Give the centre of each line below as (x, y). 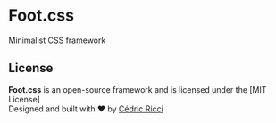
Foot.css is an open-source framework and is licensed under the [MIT (138, 89)
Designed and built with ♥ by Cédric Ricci (86, 109)
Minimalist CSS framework (57, 40)
